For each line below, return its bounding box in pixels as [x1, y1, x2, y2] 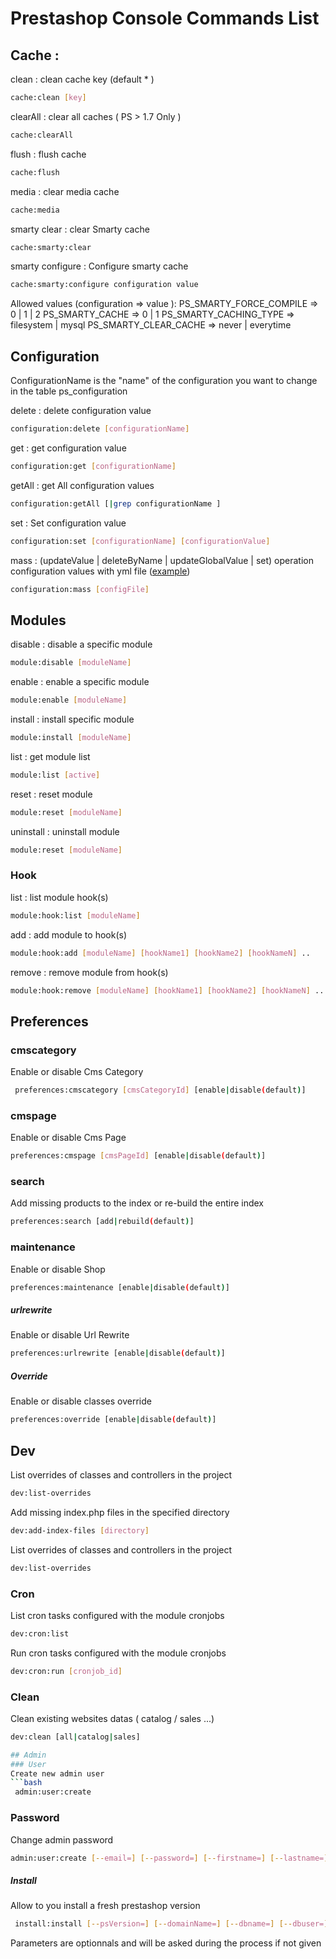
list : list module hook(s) [10, 891, 109, 903]
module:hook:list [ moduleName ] [10, 910, 141, 921]
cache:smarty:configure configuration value [10, 280, 199, 290]
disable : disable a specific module [10, 638, 153, 651]
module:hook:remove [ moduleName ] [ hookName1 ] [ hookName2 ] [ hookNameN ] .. [10, 985, 325, 996]
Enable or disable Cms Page [10, 1132, 127, 1144]
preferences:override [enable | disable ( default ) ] [10, 1415, 217, 1425]
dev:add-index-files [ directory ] [10, 1525, 150, 1536]
